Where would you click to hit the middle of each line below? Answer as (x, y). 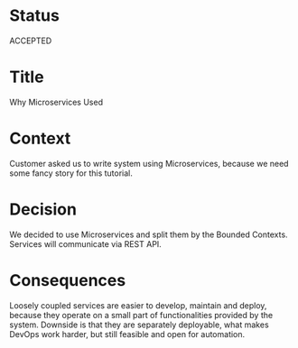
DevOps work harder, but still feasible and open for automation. (127, 334)
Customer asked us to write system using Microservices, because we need (149, 163)
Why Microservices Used (56, 102)
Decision (43, 209)
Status (35, 16)
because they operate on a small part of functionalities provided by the (141, 315)
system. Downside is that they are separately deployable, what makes (139, 325)
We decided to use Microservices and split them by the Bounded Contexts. (149, 234)
